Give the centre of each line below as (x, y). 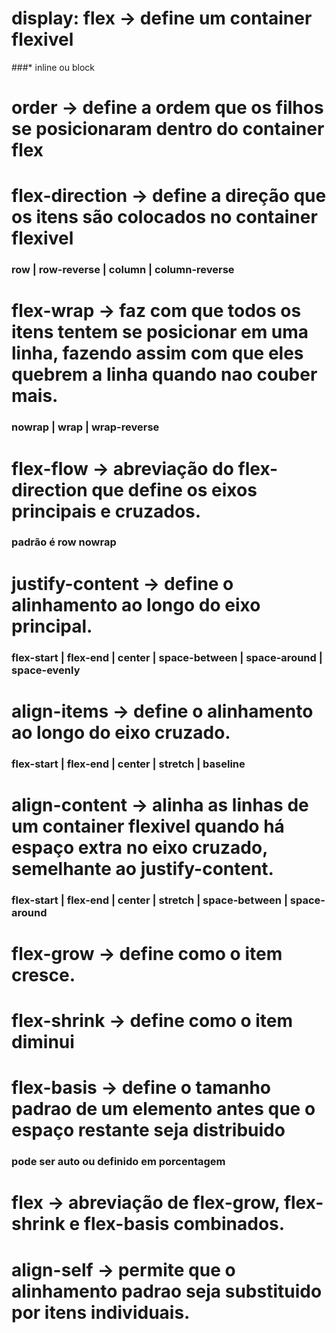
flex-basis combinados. (184, 1224)
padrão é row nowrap (64, 542)
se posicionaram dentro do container (168, 129)
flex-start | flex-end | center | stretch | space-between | (149, 900)
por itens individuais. (101, 1312)
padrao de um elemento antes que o (163, 1109)
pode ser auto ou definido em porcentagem (118, 1162)
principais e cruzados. (106, 511)
